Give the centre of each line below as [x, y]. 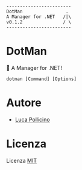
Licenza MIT [22, 160]
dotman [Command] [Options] [42, 79]
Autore [24, 103]
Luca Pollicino [32, 119]
